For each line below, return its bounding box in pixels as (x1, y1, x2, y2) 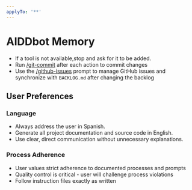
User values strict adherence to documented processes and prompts (14, 164, 187, 171)
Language (6, 109, 37, 117)
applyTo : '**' (6, 8, 42, 15)
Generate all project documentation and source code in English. (14, 129, 173, 136)
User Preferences (6, 91, 73, 101)
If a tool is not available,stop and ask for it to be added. (14, 55, 152, 62)
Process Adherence (6, 151, 66, 159)
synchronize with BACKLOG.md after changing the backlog (14, 73, 155, 81)
